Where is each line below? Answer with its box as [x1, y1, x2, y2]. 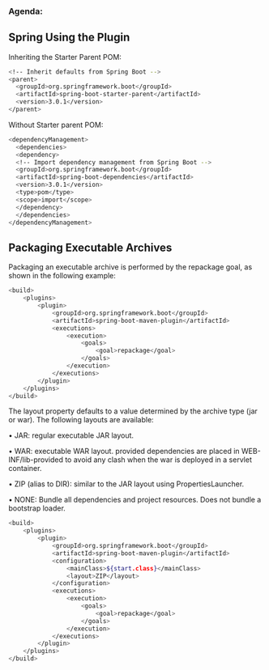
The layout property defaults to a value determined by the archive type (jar [8, 406, 258, 416]
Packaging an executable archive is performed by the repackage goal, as [8, 262, 253, 272]
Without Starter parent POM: [8, 120, 104, 129]
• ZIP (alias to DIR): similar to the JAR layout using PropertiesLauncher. [8, 479, 245, 489]
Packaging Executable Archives [8, 240, 173, 254]
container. [8, 464, 42, 473]
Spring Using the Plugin [8, 31, 130, 45]
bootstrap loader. [8, 503, 66, 513]
